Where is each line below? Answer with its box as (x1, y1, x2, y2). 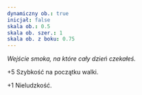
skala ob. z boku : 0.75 (7, 36, 75, 43)
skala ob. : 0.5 (7, 23, 51, 30)
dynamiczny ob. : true (7, 10, 69, 17)
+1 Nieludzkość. (7, 81, 53, 89)
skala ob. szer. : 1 (7, 29, 63, 36)
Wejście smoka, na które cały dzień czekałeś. (7, 54, 136, 63)
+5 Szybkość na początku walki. (7, 68, 99, 76)
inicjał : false (7, 17, 51, 23)
